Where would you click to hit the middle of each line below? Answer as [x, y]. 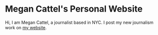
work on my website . [26, 27]
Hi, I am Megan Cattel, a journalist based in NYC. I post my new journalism [79, 22]
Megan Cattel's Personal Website [74, 9]
